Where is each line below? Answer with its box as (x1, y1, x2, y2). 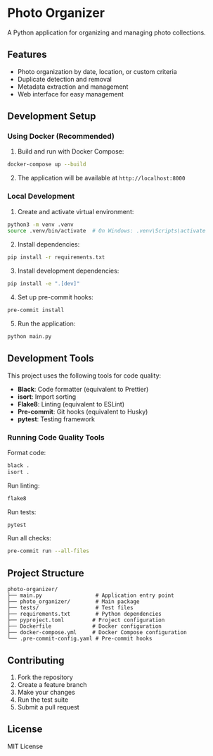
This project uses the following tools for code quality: (7, 371, 162, 380)
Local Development (7, 192, 75, 202)
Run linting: (7, 481, 40, 490)
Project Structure (7, 567, 84, 579)
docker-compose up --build (7, 161, 86, 168)
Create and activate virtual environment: (17, 207, 134, 216)
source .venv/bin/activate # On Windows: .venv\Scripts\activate (7, 228, 206, 235)
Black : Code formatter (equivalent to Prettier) (17, 385, 149, 393)
